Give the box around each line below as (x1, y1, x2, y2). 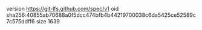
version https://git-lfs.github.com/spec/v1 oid (6, 5, 119, 12)
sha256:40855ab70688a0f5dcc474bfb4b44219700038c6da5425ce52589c (6, 11, 197, 19)
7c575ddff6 (6, 18, 35, 25)
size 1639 (36, 18, 60, 25)
